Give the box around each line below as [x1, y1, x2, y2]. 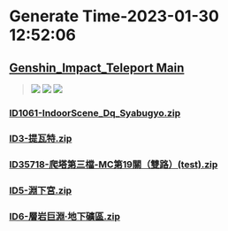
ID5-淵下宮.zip [9, 184, 72, 196]
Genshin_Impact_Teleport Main [9, 60, 185, 75]
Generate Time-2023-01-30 [9, 6, 219, 27]
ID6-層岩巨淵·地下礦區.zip [9, 210, 121, 222]
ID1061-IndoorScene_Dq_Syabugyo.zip [9, 106, 181, 119]
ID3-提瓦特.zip [9, 132, 72, 144]
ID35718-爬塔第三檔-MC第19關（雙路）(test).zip [9, 158, 218, 170]
